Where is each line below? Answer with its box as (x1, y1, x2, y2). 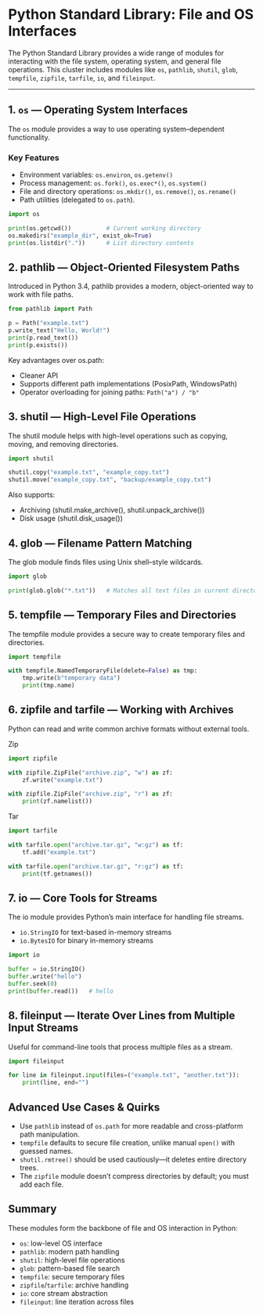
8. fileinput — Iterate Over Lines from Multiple (8, 1009, 236, 1023)
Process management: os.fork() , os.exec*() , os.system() (19, 178, 207, 188)
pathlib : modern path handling (19, 1246, 120, 1256)
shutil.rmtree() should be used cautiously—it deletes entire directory (19, 1155, 247, 1164)
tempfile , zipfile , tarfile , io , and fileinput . (8, 73, 156, 82)
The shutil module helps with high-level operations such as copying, (8, 430, 229, 441)
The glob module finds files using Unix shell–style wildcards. (8, 557, 204, 566)
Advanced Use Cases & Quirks (8, 1100, 160, 1114)
